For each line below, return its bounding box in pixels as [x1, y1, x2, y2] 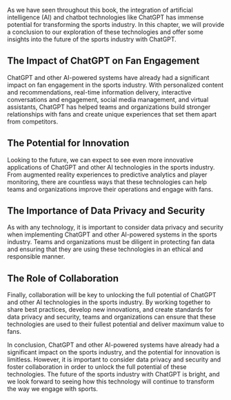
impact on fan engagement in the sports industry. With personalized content [7, 81, 224, 89]
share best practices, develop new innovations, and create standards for [7, 306, 213, 314]
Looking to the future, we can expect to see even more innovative [7, 155, 194, 164]
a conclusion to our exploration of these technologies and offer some [7, 28, 203, 36]
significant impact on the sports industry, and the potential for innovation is [7, 348, 221, 357]
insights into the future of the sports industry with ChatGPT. [7, 35, 177, 43]
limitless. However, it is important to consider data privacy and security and [7, 355, 221, 364]
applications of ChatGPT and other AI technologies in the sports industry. [7, 163, 215, 171]
